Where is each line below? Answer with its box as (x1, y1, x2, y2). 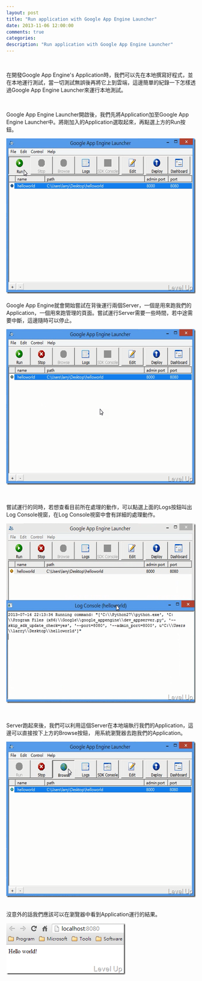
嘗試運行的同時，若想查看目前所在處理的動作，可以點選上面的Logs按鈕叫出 (6, 504, 192, 510)
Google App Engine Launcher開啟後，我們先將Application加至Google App (6, 111, 189, 118)
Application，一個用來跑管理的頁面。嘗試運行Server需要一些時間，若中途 (6, 310, 188, 316)
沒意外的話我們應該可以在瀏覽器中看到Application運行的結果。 (6, 911, 161, 918)
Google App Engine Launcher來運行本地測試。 (11, 86, 127, 94)
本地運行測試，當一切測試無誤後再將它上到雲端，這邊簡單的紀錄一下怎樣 (11, 79, 191, 86)
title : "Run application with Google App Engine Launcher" (6, 16, 158, 22)
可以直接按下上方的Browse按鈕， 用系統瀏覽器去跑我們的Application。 (11, 729, 186, 736)
